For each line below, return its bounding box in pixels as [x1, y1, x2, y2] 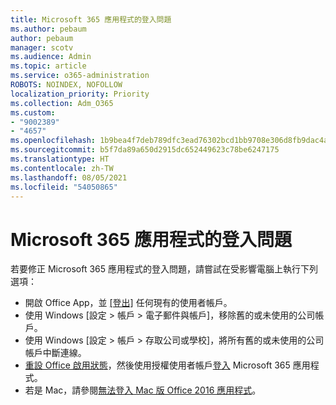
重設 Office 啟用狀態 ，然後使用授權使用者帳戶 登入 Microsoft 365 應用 [24, 359, 311, 371]
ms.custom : [10, 107, 56, 118]
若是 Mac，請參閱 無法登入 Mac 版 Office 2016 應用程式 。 [24, 384, 262, 396]
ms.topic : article [10, 61, 87, 71]
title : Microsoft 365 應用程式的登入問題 [10, 14, 172, 25]
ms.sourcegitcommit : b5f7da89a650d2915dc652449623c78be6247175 [10, 145, 280, 155]
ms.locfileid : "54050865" [10, 182, 118, 192]
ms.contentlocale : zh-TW [10, 163, 114, 173]
